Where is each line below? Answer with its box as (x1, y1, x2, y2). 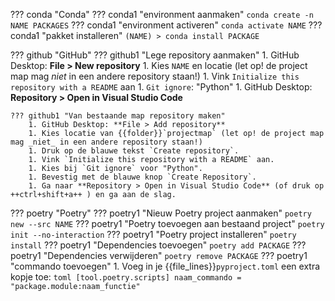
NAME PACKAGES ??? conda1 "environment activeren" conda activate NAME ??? (10, 19, 323, 31)
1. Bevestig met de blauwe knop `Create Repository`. (28, 172, 257, 182)
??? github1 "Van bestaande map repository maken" (10, 111, 226, 121)
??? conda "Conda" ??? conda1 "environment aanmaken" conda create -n (10, 9, 314, 20)
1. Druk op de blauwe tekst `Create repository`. (28, 146, 240, 156)
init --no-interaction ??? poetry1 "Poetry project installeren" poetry (10, 229, 297, 240)
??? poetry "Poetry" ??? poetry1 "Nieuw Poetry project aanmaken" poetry (10, 207, 312, 219)
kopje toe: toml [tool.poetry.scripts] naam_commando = (10, 271, 242, 283)
